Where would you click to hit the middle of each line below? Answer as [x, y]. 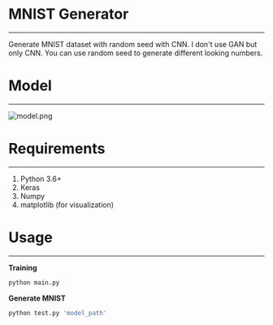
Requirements [57, 149]
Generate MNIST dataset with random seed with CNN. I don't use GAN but [133, 44]
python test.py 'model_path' [58, 313]
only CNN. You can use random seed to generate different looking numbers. [136, 53]
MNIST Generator [69, 14]
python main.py [34, 282]
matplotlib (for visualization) [67, 205]
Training [23, 267]
